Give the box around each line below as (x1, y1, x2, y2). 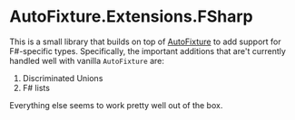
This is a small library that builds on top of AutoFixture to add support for (9, 36, 281, 47)
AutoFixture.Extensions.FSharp (9, 6, 253, 27)
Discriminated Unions (22, 72, 103, 83)
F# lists (22, 82, 50, 93)
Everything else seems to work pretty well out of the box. (9, 99, 223, 110)
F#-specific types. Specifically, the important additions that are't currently (9, 45, 286, 56)
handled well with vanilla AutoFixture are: (9, 55, 165, 66)
